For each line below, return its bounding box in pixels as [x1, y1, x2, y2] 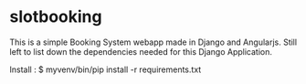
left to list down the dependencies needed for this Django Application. [9, 46, 272, 57]
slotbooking [9, 6, 102, 27]
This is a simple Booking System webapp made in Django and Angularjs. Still [9, 37, 298, 47]
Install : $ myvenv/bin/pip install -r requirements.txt [9, 64, 202, 75]
